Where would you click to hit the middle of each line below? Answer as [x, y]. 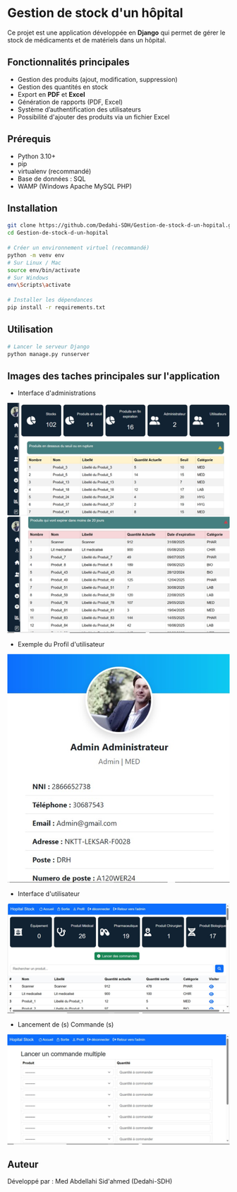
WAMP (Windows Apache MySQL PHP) [75, 186]
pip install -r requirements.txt [56, 307]
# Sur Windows [28, 278]
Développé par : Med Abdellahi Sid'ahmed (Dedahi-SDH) [90, 1181]
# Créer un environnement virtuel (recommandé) [79, 248]
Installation [32, 208]
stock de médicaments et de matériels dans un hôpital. [87, 40]
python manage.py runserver [49, 354]
